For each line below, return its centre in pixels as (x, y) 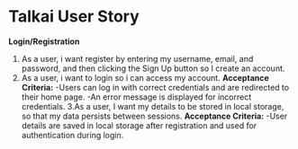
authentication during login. (72, 135)
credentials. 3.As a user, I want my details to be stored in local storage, (153, 106)
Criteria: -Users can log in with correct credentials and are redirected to (155, 87)
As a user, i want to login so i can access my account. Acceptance (145, 77)
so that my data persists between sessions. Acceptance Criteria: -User (154, 116)
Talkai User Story (74, 17)
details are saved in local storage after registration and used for (139, 125)
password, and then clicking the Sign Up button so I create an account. (153, 68)
